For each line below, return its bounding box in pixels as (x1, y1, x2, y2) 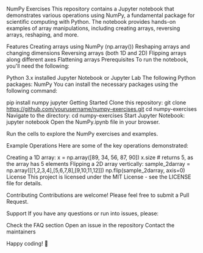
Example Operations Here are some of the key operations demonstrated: (6, 142, 189, 149)
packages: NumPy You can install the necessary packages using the (6, 80, 179, 88)
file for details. (6, 180, 43, 187)
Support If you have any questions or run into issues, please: (6, 210, 159, 217)
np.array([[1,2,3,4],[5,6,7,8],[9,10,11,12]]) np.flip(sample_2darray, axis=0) (6, 167, 185, 174)
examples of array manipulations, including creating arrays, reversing (6, 24, 180, 32)
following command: (6, 87, 58, 94)
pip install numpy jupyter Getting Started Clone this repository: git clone (6, 99, 187, 106)
